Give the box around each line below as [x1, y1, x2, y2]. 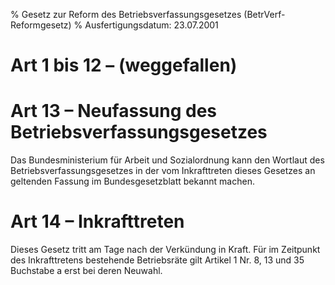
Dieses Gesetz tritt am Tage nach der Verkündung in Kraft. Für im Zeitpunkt [10, 244, 321, 256]
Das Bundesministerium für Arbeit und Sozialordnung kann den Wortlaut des [10, 154, 325, 166]
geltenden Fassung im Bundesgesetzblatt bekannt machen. [10, 175, 255, 188]
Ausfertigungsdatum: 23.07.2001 [84, 19, 219, 31]
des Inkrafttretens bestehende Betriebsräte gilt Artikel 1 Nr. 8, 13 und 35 [10, 254, 305, 266]
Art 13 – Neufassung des [10, 100, 218, 123]
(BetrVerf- [243, 9, 286, 20]
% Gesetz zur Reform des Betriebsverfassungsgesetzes [10, 9, 242, 20]
